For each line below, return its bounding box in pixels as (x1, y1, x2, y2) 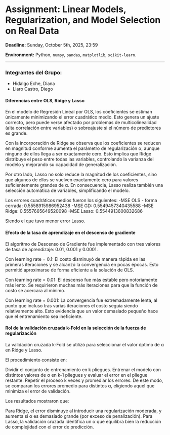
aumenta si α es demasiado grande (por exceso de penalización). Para (5, 413, 153, 419)
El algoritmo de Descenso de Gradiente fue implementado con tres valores (5, 241, 161, 247)
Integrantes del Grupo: (5, 69, 62, 76)
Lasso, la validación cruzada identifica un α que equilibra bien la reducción (5, 418, 161, 424)
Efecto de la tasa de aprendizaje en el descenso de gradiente (5, 229, 136, 236)
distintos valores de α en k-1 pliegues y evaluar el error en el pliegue (5, 372, 148, 378)
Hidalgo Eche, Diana (12, 81, 55, 87)
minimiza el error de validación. (5, 388, 71, 394)
